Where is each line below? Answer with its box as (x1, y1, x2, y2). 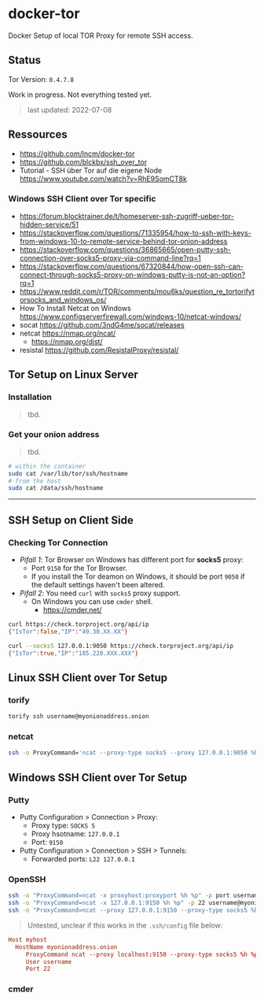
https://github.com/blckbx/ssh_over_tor (19, 157, 148, 166)
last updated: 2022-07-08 (27, 105, 112, 114)
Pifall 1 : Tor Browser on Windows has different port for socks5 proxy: (19, 555, 244, 565)
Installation (8, 391, 53, 402)
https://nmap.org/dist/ (31, 336, 104, 346)
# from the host (8, 477, 61, 485)
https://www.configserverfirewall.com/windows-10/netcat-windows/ (19, 312, 242, 321)
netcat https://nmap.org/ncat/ (19, 328, 116, 338)
